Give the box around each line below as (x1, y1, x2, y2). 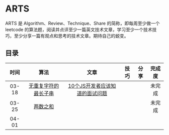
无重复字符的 (28, 82, 59, 89)
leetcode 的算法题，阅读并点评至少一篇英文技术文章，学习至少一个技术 (5, 26, 152, 33)
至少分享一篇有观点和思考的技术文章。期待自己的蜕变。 (14, 33, 129, 39)
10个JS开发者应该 (67, 82, 111, 89)
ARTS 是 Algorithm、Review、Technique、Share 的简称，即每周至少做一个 (5, 20, 160, 26)
